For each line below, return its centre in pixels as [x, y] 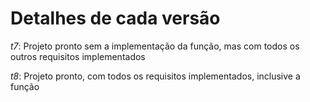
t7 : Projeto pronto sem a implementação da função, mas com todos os [155, 46]
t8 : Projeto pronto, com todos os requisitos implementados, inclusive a [155, 76]
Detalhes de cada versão [115, 18]
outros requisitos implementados [78, 56]
